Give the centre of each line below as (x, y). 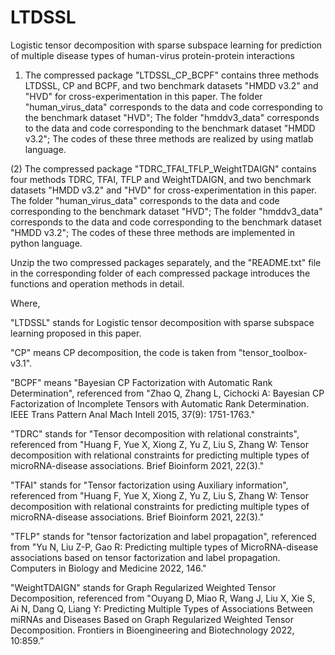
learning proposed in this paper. (76, 333)
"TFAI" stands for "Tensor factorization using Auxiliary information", (149, 485)
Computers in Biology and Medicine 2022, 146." (108, 568)
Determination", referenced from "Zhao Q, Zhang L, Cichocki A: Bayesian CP (167, 393)
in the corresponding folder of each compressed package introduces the (160, 273)
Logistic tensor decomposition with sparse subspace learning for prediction (166, 45)
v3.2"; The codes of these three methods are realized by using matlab (169, 138)
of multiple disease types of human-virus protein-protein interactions (152, 55)
